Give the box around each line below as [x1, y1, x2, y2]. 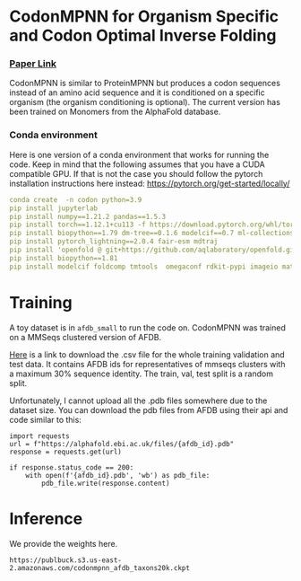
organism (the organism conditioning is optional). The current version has [9, 97, 280, 108]
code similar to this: [9, 414, 82, 425]
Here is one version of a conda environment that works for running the [9, 149, 270, 160]
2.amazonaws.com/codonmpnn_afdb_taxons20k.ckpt [9, 563, 191, 572]
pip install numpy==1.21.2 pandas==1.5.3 [9, 212, 167, 221]
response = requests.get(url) [9, 447, 123, 456]
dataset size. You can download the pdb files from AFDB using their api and [9, 404, 288, 415]
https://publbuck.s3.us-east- [9, 555, 123, 565]
